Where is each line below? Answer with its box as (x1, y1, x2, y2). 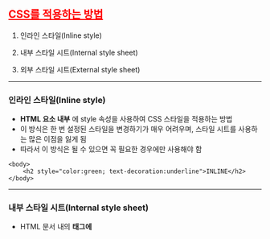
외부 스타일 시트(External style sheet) (19, 64, 141, 74)
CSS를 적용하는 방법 (8, 7, 104, 22)
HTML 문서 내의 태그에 (19, 222, 92, 232)
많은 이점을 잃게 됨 (28, 134, 87, 144)
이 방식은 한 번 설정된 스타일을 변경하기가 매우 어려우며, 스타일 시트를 (19, 124, 237, 134)
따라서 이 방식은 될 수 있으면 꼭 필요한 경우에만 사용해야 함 (19, 144, 202, 155)
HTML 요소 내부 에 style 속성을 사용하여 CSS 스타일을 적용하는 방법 (19, 114, 233, 124)
